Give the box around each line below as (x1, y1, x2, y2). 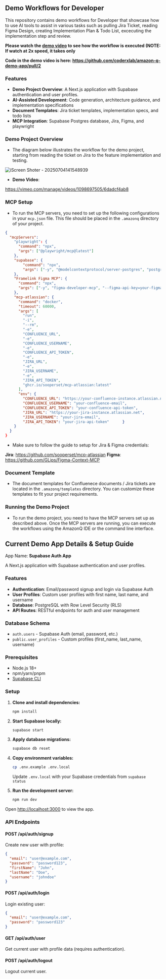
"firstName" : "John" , (9, 865, 54, 870)
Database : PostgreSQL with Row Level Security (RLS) (12, 602, 122, 608)
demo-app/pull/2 (5, 63, 41, 68)
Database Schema (5, 620, 50, 627)
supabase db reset (12, 746, 50, 751)
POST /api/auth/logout (5, 957, 53, 963)
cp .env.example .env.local (12, 765, 70, 770)
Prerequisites (5, 654, 38, 660)
